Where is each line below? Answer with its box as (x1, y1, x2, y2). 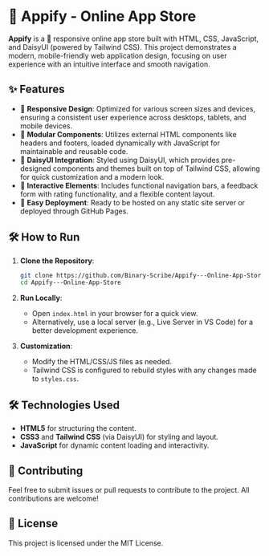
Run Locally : (19, 293, 63, 303)
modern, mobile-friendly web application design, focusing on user (8, 51, 227, 60)
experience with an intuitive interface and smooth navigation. (8, 59, 210, 69)
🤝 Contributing (8, 464, 84, 477)
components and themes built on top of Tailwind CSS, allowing (52, 164, 261, 173)
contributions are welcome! (8, 493, 99, 503)
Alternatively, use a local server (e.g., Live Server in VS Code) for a (31, 317, 254, 327)
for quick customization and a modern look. (19, 172, 165, 181)
